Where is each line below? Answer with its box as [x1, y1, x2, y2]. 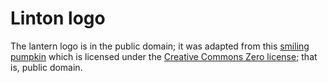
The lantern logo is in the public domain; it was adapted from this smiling [10, 40, 310, 52]
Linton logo [10, 7, 106, 30]
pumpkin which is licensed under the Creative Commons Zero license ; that [10, 50, 318, 62]
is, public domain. [10, 61, 83, 73]
